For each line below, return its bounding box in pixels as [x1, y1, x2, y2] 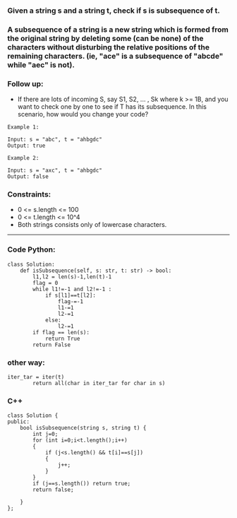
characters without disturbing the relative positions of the [7, 42, 210, 52]
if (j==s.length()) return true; [32, 480, 131, 488]
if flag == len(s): [32, 329, 90, 336]
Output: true [7, 142, 46, 150]
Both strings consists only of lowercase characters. [17, 220, 167, 229]
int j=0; [32, 430, 59, 438]
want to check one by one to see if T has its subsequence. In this [17, 102, 207, 111]
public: [7, 418, 30, 425]
